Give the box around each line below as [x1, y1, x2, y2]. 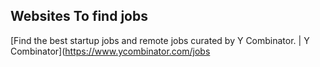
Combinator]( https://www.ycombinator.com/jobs [10, 45, 211, 57]
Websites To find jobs [10, 8, 148, 25]
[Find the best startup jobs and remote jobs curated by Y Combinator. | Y [10, 34, 310, 46]
